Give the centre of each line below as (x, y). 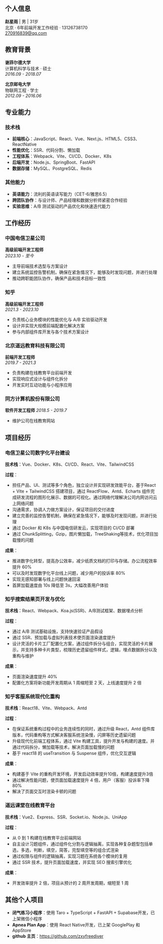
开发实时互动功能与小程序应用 (42, 385)
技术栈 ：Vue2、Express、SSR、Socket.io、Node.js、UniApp (66, 817)
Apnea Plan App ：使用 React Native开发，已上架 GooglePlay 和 (76, 924)
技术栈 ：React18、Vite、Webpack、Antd (46, 708)
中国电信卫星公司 (25, 238)
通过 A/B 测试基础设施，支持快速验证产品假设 (57, 631)
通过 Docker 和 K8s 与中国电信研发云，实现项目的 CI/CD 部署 (73, 528)
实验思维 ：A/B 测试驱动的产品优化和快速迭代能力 (61, 206)
